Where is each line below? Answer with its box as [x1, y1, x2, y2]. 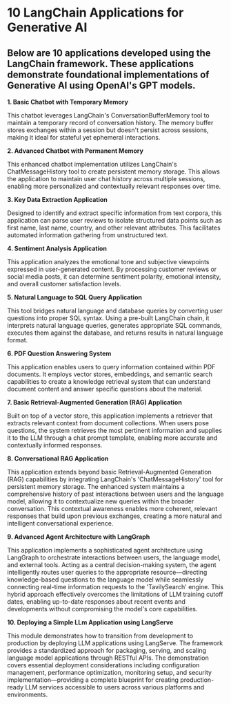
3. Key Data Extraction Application [7, 196, 108, 203]
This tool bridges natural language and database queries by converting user [7, 306, 223, 315]
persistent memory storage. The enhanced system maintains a [7, 483, 185, 490]
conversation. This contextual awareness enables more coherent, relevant [7, 505, 218, 512]
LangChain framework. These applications [7, 57, 194, 70]
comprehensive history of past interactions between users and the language [7, 490, 224, 498]
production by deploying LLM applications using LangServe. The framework [7, 639, 223, 647]
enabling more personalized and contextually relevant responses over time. [7, 182, 221, 190]
